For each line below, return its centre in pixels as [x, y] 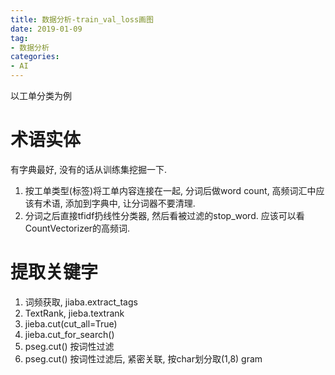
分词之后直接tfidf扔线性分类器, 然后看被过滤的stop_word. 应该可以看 [164, 215]
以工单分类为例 [41, 95]
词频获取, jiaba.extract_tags [81, 302]
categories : [35, 57]
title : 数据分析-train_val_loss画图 [82, 19]
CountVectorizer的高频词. [77, 228]
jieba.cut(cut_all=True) [71, 323]
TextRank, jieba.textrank [74, 313]
